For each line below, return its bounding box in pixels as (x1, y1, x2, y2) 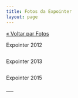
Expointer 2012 (6, 41, 43, 48)
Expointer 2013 (6, 58, 43, 65)
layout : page (6, 14, 38, 20)
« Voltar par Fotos (6, 30, 49, 37)
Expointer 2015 (6, 74, 42, 81)
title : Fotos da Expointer (6, 8, 72, 15)
